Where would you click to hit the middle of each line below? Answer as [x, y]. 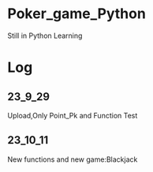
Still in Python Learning [45, 36]
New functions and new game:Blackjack [73, 159]
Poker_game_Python [77, 14]
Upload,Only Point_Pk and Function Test [73, 115]
